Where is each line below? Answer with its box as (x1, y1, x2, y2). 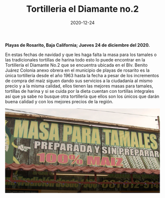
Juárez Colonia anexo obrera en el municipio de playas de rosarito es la (5, 67, 150, 73)
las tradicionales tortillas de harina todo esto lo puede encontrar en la (5, 57, 146, 62)
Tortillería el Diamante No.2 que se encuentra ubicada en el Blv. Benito (5, 62, 148, 68)
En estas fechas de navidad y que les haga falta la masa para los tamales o (5, 52, 157, 57)
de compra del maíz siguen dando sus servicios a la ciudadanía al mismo (5, 78, 153, 84)
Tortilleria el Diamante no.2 (26, 3, 139, 15)
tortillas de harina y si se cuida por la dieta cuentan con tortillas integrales (5, 88, 155, 94)
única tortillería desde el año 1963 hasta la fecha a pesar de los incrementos (5, 72, 159, 78)
